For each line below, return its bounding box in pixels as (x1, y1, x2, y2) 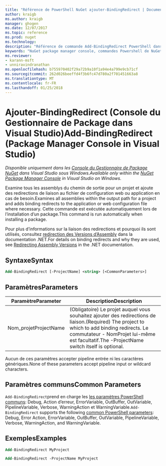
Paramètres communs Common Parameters (5, 381, 141, 389)
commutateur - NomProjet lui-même (69, 331, 156, 338)
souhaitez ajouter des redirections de (69, 312, 156, 319)
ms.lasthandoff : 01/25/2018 (5, 85, 63, 90)
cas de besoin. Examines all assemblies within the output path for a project (5, 196, 157, 202)
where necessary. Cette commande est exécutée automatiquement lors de (5, 206, 157, 212)
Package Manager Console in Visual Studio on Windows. (5, 175, 122, 181)
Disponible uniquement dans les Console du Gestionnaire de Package (5, 165, 148, 171)
